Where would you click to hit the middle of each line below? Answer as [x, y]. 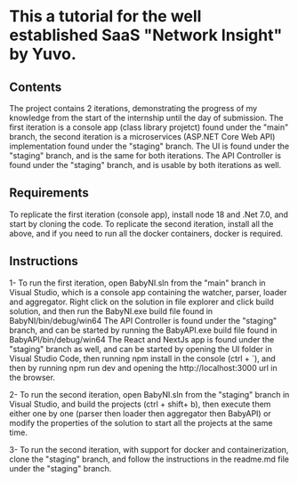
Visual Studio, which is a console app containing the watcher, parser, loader [148, 292]
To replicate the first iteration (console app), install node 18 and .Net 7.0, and [149, 214]
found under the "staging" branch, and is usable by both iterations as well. [145, 165]
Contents [36, 87]
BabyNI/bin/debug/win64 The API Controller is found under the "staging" [143, 320]
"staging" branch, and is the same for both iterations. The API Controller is [145, 156]
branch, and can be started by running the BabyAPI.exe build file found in [143, 330]
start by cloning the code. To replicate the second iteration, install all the [141, 223]
